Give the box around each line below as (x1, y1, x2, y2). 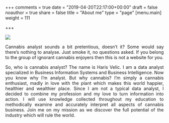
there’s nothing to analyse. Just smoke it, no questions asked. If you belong (5, 49, 164, 55)
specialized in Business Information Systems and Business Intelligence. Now (5, 70, 164, 75)
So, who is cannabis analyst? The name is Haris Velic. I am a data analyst (5, 64, 164, 70)
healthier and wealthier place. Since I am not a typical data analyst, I (5, 85, 164, 91)
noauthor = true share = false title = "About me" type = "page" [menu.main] (5, 10, 162, 16)
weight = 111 (5, 15, 30, 21)
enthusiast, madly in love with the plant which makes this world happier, (5, 80, 164, 86)
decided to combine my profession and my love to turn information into (5, 91, 164, 97)
